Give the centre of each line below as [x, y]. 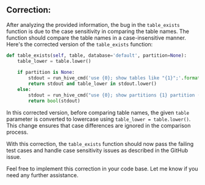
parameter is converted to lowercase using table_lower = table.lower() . [99, 119]
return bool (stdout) [54, 101]
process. [17, 132]
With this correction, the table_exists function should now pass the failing [100, 143]
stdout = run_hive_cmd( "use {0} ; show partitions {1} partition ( [114, 95]
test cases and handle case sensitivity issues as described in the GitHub [97, 150]
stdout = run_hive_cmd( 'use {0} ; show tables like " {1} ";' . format [114, 78]
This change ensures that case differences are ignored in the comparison [99, 125]
